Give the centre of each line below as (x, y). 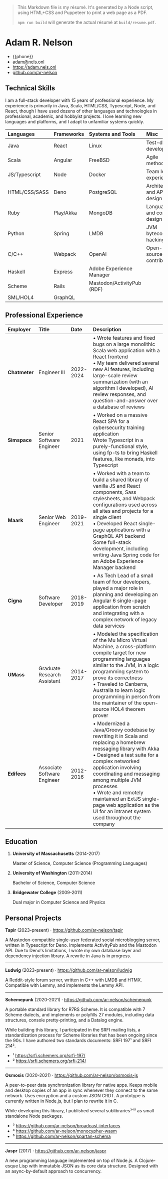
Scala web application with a (126, 350)
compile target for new (119, 653)
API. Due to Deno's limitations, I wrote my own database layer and (73, 951)
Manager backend (114, 567)
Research (49, 674)
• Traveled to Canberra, (120, 684)
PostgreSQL (103, 192)
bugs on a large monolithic (124, 344)
